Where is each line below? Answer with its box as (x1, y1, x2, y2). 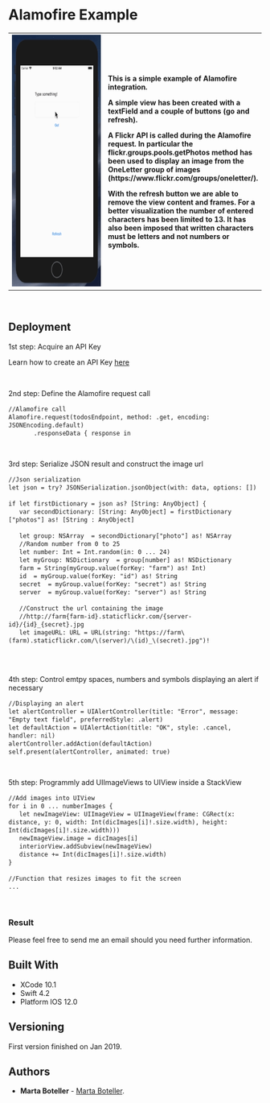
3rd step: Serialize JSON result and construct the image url (8, 459, 203, 469)
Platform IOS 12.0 (19, 997, 78, 1006)
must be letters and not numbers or (108, 231, 230, 241)
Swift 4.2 (19, 988, 50, 998)
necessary (8, 683, 43, 692)
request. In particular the (108, 138, 194, 148)
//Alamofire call (8, 405, 67, 413)
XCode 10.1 (19, 980, 56, 989)
